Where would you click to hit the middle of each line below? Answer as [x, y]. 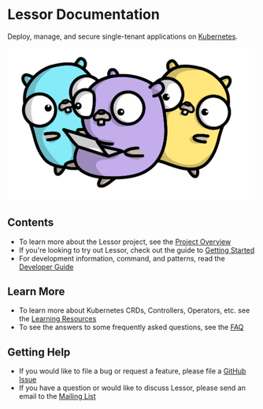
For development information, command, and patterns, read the [122, 258]
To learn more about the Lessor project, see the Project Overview [125, 242]
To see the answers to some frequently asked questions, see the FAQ [131, 327]
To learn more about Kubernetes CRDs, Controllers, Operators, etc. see [134, 310]
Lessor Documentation [84, 15]
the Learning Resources [57, 319]
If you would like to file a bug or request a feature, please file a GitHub [132, 371]
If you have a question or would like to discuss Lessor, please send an [132, 388]
